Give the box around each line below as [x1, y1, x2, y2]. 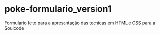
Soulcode [4, 25, 24, 31]
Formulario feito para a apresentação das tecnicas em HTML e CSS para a [4, 20, 156, 26]
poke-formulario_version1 [4, 3, 112, 15]
